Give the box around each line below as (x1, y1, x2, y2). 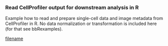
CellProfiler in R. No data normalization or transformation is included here (5, 20, 157, 26)
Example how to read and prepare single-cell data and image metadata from (5, 15, 163, 21)
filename (5, 35, 24, 41)
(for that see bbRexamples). (5, 26, 63, 32)
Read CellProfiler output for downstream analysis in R (5, 4, 139, 11)
